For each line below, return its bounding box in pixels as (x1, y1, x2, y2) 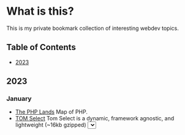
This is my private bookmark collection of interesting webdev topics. (6, 24, 179, 32)
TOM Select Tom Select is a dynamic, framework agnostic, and (15, 115, 175, 122)
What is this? (6, 4, 75, 18)
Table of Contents (6, 42, 77, 53)
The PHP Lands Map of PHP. (15, 108, 88, 115)
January (6, 95, 32, 103)
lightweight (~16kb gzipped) (15, 121, 86, 129)
